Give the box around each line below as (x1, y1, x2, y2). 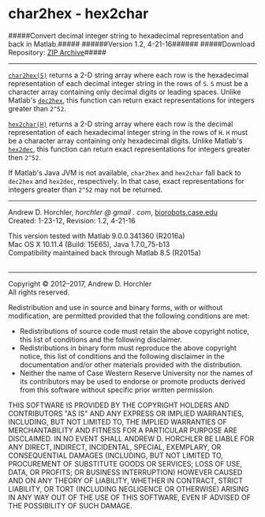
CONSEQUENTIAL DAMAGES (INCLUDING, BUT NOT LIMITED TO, (8, 451, 223, 460)
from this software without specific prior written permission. (19, 384, 215, 395)
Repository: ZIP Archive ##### (8, 47, 106, 57)
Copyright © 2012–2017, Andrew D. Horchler (8, 279, 152, 288)
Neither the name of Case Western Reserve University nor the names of (19, 368, 254, 377)
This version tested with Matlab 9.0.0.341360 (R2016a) (8, 230, 185, 241)
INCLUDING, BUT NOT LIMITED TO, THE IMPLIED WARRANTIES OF (8, 417, 227, 426)
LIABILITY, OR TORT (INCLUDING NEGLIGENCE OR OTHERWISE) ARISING (8, 484, 250, 493)
